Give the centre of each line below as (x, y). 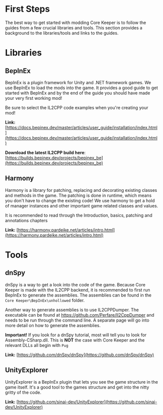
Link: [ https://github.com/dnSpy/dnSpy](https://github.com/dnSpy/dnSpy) (80, 355)
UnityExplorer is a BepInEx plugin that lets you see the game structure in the (81, 382)
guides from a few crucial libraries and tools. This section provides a (74, 27)
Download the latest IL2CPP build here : (45, 152)
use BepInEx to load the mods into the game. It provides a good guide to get (81, 88)
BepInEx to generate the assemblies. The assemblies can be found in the (78, 295)
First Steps (28, 9)
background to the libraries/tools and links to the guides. (62, 33)
